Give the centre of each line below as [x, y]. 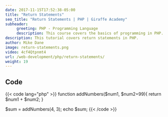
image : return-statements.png [37, 47]
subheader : [17, 24]
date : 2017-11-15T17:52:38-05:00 [40, 10]
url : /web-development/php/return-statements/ [55, 57]
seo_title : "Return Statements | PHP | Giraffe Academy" [66, 19]
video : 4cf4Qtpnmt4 [26, 52]
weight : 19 [17, 62]
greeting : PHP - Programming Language [57, 29]
